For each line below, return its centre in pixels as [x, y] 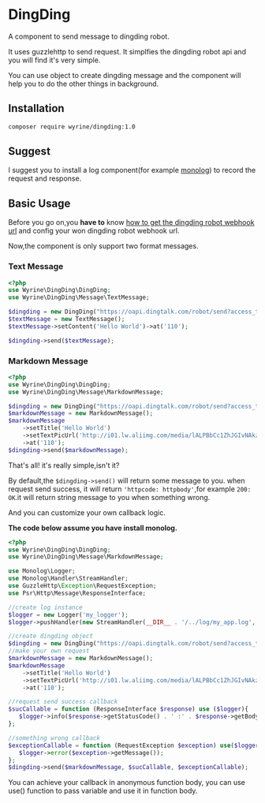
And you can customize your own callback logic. [87, 512]
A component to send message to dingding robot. [89, 36]
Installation [36, 108]
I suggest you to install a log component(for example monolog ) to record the [132, 170]
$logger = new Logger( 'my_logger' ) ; [68, 614]
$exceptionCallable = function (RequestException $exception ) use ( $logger [134, 745]
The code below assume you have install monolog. [93, 528]
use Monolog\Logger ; [42, 571]
